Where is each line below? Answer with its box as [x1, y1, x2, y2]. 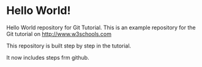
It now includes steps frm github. [6, 54, 90, 61]
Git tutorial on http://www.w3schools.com [6, 30, 112, 37]
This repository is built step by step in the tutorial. [6, 42, 132, 49]
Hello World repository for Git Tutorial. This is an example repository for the [6, 24, 196, 31]
